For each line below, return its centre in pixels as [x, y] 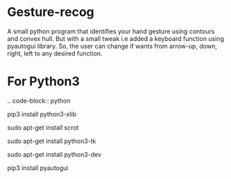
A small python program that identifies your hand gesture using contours [111, 31]
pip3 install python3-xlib [42, 114]
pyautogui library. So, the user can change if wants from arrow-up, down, [112, 46]
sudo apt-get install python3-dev [54, 154]
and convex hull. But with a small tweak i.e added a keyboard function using [115, 38]
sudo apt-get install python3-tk [52, 141]
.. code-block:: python [39, 101]
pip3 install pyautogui [38, 168]
